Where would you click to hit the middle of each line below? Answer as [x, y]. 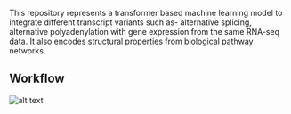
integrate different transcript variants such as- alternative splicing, [130, 22]
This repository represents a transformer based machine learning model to [146, 13]
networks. [28, 51]
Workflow [37, 79]
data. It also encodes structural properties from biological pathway [131, 41]
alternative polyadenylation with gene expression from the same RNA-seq [145, 32]
